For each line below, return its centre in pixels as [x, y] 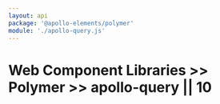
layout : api [28, 16]
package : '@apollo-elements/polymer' [71, 23]
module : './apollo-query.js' [57, 30]
